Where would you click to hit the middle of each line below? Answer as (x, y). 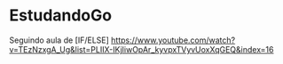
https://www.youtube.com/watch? (173, 40)
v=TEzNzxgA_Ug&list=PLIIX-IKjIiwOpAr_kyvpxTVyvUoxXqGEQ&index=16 (141, 49)
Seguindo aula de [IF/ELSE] (59, 40)
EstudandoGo (61, 16)
